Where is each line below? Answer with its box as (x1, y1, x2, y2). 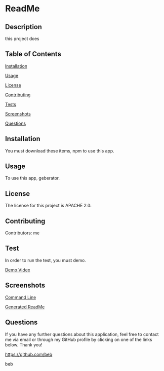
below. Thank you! (5, 341, 43, 348)
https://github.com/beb (5, 351, 53, 357)
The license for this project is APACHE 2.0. (5, 203, 92, 209)
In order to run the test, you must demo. (5, 257, 86, 263)
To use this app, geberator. (5, 175, 60, 181)
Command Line (5, 294, 36, 300)
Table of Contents (5, 50, 62, 58)
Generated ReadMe (5, 304, 45, 310)
